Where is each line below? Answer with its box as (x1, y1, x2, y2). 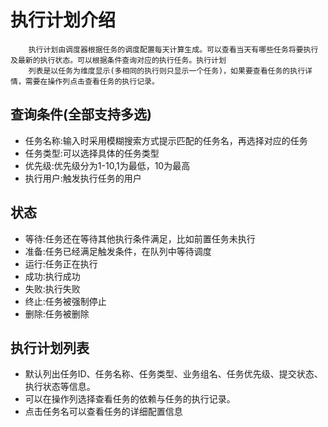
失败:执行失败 (24, 282, 81, 295)
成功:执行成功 (24, 270, 81, 282)
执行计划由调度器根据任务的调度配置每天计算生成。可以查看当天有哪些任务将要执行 (28, 44, 319, 55)
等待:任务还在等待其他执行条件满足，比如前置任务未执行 (24, 232, 256, 245)
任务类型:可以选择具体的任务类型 (24, 147, 160, 159)
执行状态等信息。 (24, 381, 96, 393)
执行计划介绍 (10, 9, 117, 32)
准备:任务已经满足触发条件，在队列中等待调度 (24, 245, 212, 257)
